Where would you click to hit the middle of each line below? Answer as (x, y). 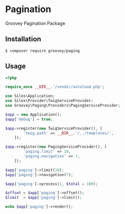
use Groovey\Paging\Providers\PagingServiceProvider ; (63, 105)
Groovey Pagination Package (35, 23)
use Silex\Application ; (30, 96)
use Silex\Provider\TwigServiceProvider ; (49, 101)
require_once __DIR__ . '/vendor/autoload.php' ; (55, 87)
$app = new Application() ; (34, 115)
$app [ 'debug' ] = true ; (29, 119)
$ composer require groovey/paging (43, 51)
